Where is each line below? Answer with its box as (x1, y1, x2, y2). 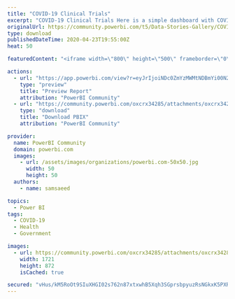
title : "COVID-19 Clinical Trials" (7, 10, 111, 18)
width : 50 (25, 165, 55, 172)
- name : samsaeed (20, 185, 71, 192)
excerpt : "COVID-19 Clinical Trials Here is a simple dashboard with (7, 17, 215, 24)
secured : (7, 281, 33, 288)
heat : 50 (7, 43, 33, 50)
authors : (13, 179, 39, 186)
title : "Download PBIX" (20, 113, 90, 121)
